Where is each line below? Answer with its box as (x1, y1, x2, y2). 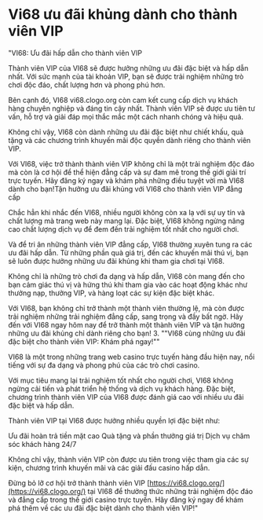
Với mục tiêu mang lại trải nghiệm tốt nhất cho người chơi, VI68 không (8, 375, 234, 385)
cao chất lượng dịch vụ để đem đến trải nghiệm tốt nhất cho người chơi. (8, 224, 239, 233)
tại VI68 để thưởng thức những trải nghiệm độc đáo (87, 486, 254, 496)
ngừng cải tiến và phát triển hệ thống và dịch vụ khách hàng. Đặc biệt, (8, 383, 236, 394)
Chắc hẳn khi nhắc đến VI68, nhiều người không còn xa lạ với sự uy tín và (8, 207, 246, 217)
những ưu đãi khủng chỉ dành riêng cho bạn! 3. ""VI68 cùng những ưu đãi (8, 328, 246, 338)
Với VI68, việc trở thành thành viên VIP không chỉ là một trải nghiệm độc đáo (8, 159, 255, 168)
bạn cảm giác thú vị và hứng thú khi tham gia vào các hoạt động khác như (8, 280, 248, 289)
